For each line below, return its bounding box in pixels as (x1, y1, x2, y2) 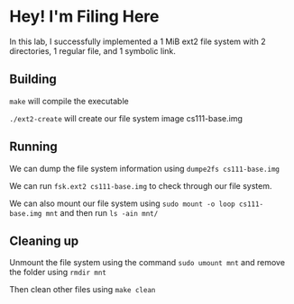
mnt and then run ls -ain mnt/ (45, 207, 159, 218)
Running (9, 139, 59, 155)
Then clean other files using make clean (9, 284, 156, 295)
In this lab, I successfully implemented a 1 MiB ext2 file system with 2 (9, 36, 266, 47)
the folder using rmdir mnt (9, 267, 106, 278)
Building (9, 72, 57, 87)
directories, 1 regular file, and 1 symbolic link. (9, 45, 176, 56)
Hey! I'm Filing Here (9, 6, 160, 27)
